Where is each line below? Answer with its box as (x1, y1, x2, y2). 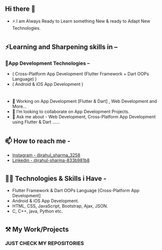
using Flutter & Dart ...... (12, 119, 60, 125)
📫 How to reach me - (5, 137, 71, 145)
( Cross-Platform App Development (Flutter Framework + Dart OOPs (12, 71, 149, 77)
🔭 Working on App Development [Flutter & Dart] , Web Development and (12, 98, 157, 104)
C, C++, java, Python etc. (12, 208, 63, 214)
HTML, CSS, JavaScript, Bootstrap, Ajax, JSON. (12, 203, 108, 209)
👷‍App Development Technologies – (5, 59, 90, 66)
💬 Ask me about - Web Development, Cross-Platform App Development (12, 114, 156, 120)
